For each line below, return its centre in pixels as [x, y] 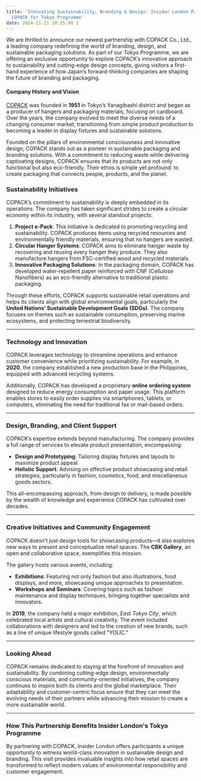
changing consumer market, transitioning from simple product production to [100, 124]
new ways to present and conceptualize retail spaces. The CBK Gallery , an [99, 547]
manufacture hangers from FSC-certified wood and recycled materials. [102, 258]
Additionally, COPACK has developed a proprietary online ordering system [99, 386]
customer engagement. [35, 771]
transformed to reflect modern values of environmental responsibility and [97, 765]
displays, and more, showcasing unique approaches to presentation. [99, 582]
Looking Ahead [29, 654]
